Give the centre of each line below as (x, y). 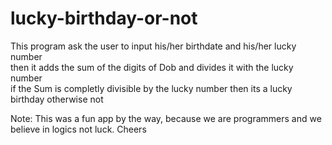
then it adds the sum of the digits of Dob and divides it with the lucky (152, 67)
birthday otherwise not (57, 99)
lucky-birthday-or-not (104, 18)
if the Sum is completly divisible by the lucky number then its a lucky (151, 88)
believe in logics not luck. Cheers (78, 129)
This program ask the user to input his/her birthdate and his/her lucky (153, 46)
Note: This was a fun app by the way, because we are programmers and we (166, 118)
